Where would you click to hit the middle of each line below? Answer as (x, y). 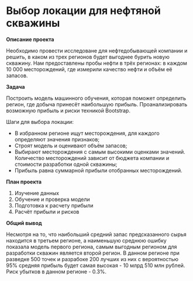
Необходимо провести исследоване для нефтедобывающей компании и (97, 50)
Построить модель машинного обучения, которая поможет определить (96, 98)
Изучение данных (37, 193)
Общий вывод (24, 223)
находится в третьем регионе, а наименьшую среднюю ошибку (86, 240)
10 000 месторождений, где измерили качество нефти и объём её (89, 69)
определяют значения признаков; (57, 139)
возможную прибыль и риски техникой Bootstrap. (68, 110)
